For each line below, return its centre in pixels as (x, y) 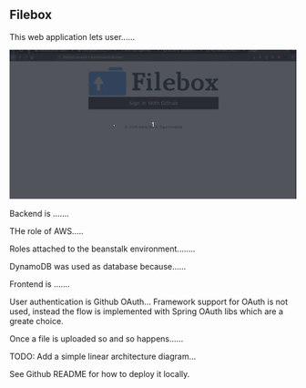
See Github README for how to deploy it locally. (100, 373)
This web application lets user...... (72, 36)
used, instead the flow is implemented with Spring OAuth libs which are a (147, 311)
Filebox (31, 15)
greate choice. (36, 321)
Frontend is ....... (40, 284)
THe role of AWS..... (46, 230)
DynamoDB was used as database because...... (98, 266)
